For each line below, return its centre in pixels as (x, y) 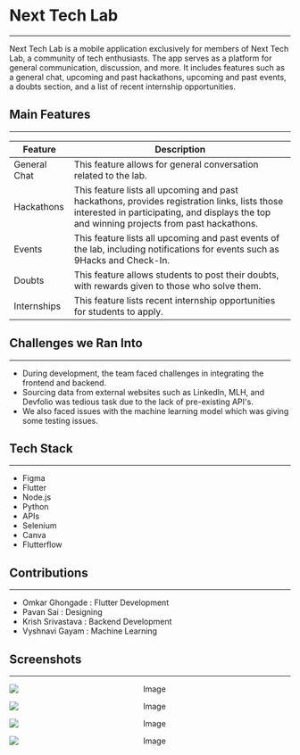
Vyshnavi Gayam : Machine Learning (90, 631)
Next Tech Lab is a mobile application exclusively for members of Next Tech (149, 48)
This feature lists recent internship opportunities (175, 300)
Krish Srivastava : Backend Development (97, 622)
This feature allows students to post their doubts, (176, 275)
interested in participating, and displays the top (172, 212)
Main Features (50, 115)
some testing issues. (60, 420)
